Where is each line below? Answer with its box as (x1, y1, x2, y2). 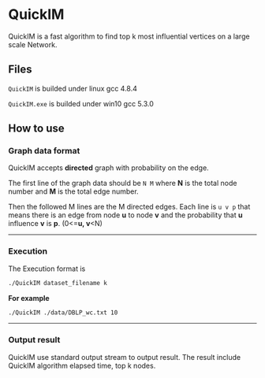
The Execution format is (8, 264, 86, 273)
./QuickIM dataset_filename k (8, 279, 108, 287)
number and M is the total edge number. (8, 187, 140, 196)
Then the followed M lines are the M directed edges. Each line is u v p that (8, 202, 251, 212)
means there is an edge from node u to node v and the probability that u (8, 210, 243, 220)
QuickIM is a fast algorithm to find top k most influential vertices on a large (8, 31, 250, 41)
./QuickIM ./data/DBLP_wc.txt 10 (8, 309, 118, 317)
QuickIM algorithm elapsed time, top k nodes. (8, 361, 156, 370)
